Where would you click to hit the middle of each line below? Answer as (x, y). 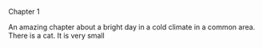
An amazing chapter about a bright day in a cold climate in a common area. (132, 27)
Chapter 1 (24, 12)
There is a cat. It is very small (57, 36)
